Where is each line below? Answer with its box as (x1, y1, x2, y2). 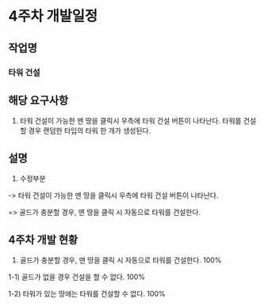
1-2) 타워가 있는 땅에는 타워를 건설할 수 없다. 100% (8, 289, 166, 298)
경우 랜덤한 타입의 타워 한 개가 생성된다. (28, 126, 151, 135)
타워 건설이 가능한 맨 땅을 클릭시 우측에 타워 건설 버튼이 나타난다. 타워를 (19, 116, 242, 126)
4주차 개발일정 (8, 7, 98, 25)
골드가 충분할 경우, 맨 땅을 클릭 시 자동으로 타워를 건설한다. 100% (19, 255, 222, 265)
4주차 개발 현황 (8, 232, 78, 246)
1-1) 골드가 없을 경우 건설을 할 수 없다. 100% (8, 272, 145, 281)
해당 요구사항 (8, 93, 69, 107)
